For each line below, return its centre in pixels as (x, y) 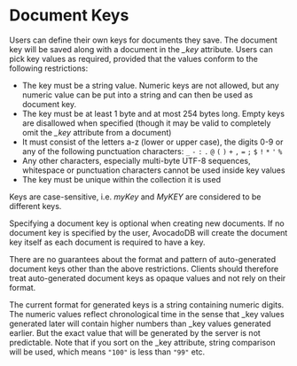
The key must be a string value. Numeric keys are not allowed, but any (150, 85)
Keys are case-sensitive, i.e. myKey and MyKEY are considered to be (135, 197)
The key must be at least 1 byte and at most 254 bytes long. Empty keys (153, 113)
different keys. (35, 206)
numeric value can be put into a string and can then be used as (137, 95)
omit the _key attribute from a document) (97, 132)
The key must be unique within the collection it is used (121, 179)
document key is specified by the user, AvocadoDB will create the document (148, 232)
